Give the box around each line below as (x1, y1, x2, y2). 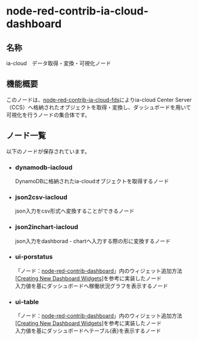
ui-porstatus (14, 253, 53, 261)
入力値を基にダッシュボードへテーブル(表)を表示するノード (14, 327, 161, 335)
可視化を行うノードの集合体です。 (6, 111, 90, 118)
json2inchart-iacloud (14, 223, 78, 231)
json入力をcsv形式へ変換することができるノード (14, 207, 135, 215)
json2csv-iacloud (14, 193, 68, 201)
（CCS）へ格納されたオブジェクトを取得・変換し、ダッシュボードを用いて (6, 104, 191, 111)
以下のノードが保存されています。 (6, 148, 90, 155)
